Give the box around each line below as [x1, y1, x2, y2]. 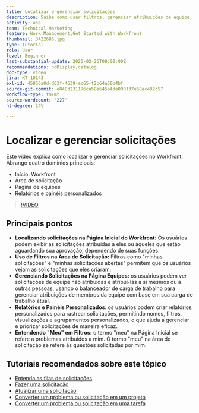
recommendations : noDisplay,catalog [6, 64, 97, 70]
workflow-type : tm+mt [6, 92, 60, 97]
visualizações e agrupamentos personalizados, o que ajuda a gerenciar [14, 316, 189, 324]
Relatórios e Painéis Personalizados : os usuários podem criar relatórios [14, 304, 192, 311]
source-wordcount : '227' [6, 97, 68, 103]
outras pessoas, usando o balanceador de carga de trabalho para [14, 285, 175, 292]
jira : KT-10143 [6, 75, 44, 81]
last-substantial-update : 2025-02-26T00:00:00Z [6, 58, 127, 64]
